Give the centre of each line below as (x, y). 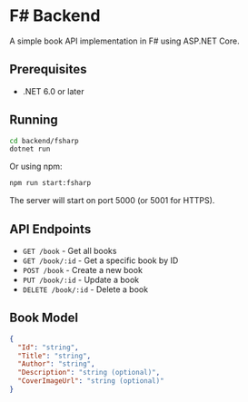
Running (34, 120)
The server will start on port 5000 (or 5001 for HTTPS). (112, 201)
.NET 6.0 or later (53, 91)
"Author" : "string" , (56, 364)
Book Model (44, 318)
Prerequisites (48, 69)
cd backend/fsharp (44, 141)
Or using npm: (36, 167)
